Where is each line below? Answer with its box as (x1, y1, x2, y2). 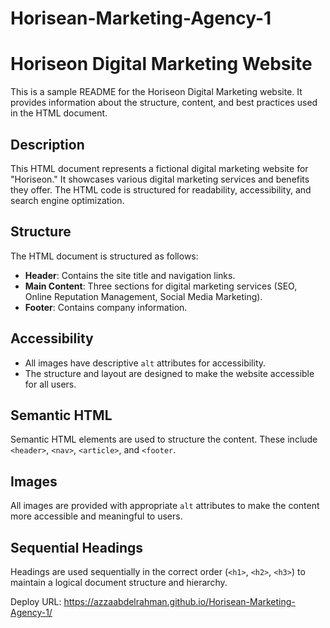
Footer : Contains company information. (24, 301, 188, 313)
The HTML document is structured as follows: (10, 250, 199, 262)
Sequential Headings (10, 539, 144, 556)
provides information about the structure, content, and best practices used (10, 97, 318, 109)
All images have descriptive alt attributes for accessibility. (24, 357, 267, 369)
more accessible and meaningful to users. (10, 510, 183, 522)
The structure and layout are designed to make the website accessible (24, 367, 315, 379)
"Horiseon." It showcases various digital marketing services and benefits (10, 173, 310, 185)
